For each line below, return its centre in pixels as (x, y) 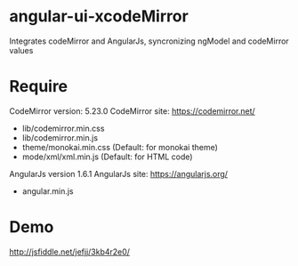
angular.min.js (48, 191)
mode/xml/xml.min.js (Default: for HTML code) (107, 157)
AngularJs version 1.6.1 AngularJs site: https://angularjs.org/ (119, 173)
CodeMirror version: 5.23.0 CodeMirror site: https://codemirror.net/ (132, 111)
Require (39, 87)
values (21, 50)
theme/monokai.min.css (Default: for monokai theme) (120, 147)
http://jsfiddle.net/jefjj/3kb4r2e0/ (70, 252)
